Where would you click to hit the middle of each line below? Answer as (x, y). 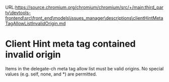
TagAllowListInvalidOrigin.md (36, 23)
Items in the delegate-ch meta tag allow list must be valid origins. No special (84, 68)
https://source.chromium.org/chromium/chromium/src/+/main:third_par (89, 7)
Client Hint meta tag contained (71, 44)
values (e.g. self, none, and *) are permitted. (51, 74)
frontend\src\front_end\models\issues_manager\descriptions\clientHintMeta (84, 18)
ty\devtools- (18, 13)
